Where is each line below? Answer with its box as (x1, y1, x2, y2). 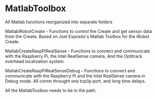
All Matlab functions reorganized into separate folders (5, 19, 113, 25)
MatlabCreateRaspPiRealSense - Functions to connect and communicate (5, 48, 150, 54)
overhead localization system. (5, 58, 65, 64)
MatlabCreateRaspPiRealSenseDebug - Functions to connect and (5, 67, 135, 73)
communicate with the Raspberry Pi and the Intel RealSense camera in (5, 73, 145, 79)
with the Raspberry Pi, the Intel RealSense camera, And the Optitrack (5, 53, 142, 59)
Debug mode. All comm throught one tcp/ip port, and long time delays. (5, 78, 146, 84)
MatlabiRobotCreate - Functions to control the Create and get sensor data (5, 28, 153, 34)
